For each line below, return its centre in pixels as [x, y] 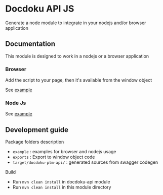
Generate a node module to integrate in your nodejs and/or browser [76, 23]
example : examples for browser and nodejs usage [64, 152]
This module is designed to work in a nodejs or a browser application [77, 56]
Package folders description [35, 142]
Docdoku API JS [40, 9]
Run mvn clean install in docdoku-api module [61, 182]
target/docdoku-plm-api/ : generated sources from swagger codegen [85, 162]
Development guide [37, 130]
